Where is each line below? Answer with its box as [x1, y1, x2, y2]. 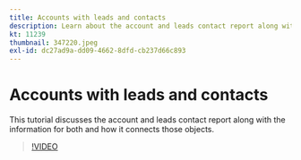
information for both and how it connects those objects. [9, 124, 215, 135]
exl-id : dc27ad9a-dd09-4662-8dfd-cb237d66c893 [9, 46, 186, 55]
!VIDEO [30, 141, 58, 152]
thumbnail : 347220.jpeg [9, 38, 99, 47]
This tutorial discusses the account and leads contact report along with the [9, 114, 286, 125]
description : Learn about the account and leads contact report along [9, 21, 279, 30]
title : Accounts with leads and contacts [9, 13, 167, 22]
